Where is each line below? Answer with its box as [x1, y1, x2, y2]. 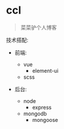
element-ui [32, 67, 59, 74]
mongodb [23, 110, 47, 117]
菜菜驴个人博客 [20, 24, 57, 31]
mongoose [32, 116, 59, 123]
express [32, 104, 52, 111]
